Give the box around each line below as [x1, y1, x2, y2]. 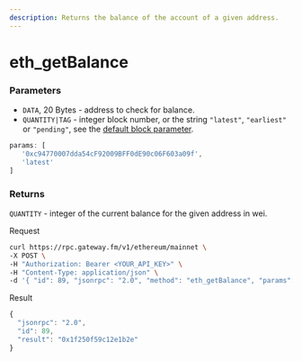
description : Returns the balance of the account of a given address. [9, 13, 280, 23]
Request [9, 225, 40, 236]
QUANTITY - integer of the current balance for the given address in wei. [9, 208, 268, 219]
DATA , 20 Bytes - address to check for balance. [22, 104, 195, 115]
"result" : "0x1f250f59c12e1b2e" [17, 335, 139, 344]
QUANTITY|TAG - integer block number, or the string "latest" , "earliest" [22, 114, 288, 125]
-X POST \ [9, 251, 47, 260]
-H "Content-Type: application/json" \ [9, 267, 159, 277]
